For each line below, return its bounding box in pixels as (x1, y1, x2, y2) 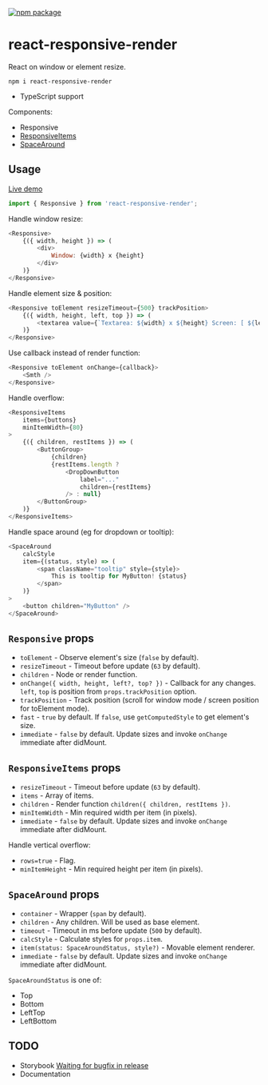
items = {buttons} (22, 416, 77, 424)
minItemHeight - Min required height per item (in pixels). (19, 864, 203, 874)
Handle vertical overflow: (8, 840, 91, 850)
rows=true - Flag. (19, 856, 76, 866)
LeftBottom (19, 1016, 57, 1026)
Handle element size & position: (8, 288, 112, 298)
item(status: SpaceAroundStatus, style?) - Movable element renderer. (19, 943, 255, 952)
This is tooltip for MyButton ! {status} (50, 572, 187, 580)
